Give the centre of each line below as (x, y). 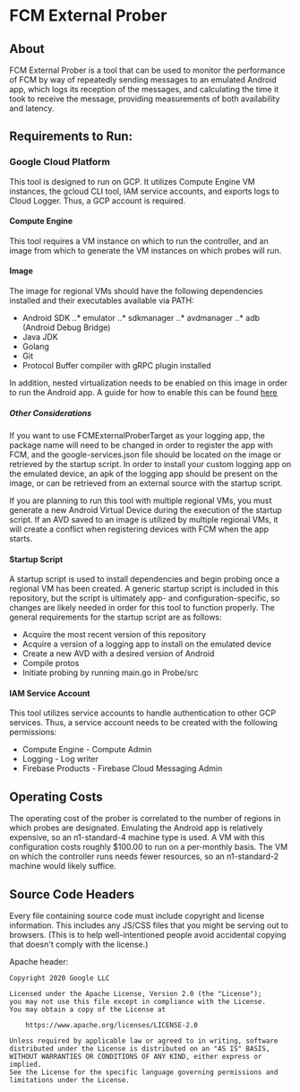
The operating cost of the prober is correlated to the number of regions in (145, 819)
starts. (21, 539)
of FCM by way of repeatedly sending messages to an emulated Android (143, 80)
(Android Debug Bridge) (66, 327)
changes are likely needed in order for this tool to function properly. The (142, 608)
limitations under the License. (69, 1080)
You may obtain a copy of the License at (88, 1010)
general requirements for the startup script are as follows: (116, 617)
